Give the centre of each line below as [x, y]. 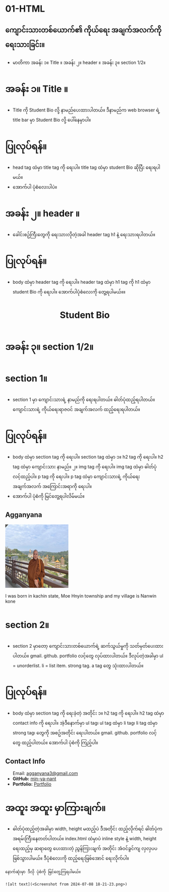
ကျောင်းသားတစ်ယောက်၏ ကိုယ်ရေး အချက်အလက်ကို [83, 30]
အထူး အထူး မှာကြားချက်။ [55, 808]
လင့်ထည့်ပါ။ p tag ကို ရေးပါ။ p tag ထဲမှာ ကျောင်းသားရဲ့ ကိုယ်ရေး [76, 476]
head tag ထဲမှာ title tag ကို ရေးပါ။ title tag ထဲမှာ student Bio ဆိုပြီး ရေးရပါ [86, 167]
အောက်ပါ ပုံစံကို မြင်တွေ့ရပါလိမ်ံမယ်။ [48, 496]
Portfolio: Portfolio [32, 784]
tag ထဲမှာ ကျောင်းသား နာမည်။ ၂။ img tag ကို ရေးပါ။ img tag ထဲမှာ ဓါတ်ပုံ [84, 466]
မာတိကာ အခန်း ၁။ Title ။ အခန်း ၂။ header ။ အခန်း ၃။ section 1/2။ [79, 62]
